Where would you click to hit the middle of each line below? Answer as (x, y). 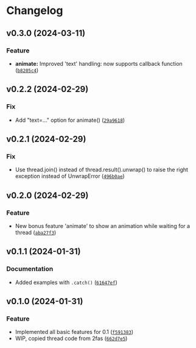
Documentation (30, 269)
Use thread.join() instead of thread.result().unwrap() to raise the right (102, 170)
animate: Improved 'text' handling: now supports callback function (99, 63)
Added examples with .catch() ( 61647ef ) (66, 282)
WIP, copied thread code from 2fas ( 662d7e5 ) (71, 338)
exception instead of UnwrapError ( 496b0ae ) (70, 176)
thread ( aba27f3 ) (36, 232)
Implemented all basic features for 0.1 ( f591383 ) (74, 332)
